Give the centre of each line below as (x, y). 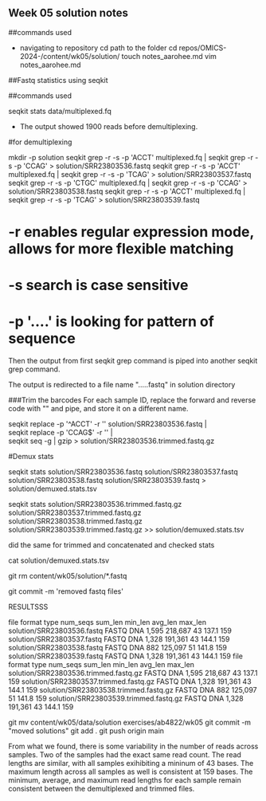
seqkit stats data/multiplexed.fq (60, 111)
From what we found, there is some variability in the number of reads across (133, 746)
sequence (42, 339)
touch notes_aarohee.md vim (169, 56)
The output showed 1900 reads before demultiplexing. (109, 126)
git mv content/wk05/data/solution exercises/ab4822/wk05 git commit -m (130, 722)
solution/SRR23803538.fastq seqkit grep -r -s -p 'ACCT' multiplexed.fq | (127, 191)
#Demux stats (31, 457)
